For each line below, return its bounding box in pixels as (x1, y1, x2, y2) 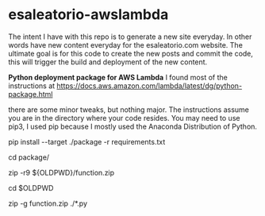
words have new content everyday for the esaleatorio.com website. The (8, 40, 244, 49)
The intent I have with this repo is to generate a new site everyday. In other (8, 32, 252, 41)
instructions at (8, 81, 56, 91)
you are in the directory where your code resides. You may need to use (8, 113, 240, 122)
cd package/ (8, 152, 50, 162)
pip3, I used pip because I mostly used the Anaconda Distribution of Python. (8, 121, 258, 131)
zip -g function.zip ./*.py (8, 199, 88, 208)
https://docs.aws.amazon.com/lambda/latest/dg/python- (56, 81, 243, 91)
